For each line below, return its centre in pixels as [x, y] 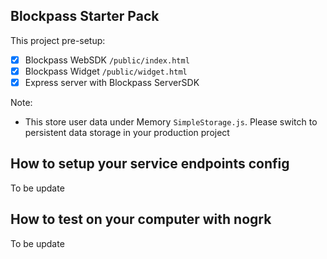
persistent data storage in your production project [127, 132]
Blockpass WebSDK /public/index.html [107, 60]
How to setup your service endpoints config [150, 164]
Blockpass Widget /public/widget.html [106, 71]
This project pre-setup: [58, 40]
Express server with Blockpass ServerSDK [112, 82]
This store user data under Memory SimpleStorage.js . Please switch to [171, 122]
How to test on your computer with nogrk [141, 219]
